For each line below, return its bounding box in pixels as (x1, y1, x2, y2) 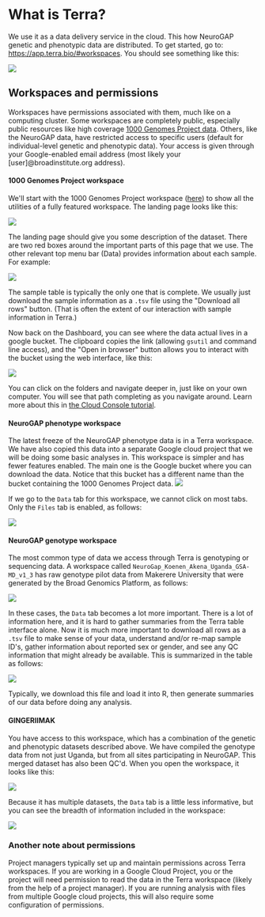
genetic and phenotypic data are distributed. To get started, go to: (8, 40, 224, 49)
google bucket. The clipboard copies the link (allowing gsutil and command (8, 336, 257, 346)
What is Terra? (8, 6, 107, 24)
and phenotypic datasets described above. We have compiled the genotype (8, 741, 256, 751)
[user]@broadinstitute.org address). (8, 157, 126, 167)
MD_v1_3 (8, 571, 34, 579)
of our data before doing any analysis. (8, 698, 132, 707)
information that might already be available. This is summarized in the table (8, 650, 253, 660)
